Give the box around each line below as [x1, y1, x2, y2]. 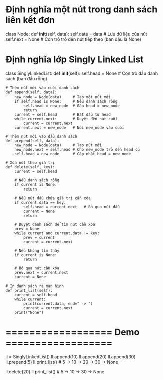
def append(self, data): [5, 89, 57, 95]
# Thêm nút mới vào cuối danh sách [5, 85, 80, 90]
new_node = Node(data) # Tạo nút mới [14, 142, 102, 148]
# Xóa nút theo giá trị [5, 160, 55, 165]
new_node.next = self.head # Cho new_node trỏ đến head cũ [14, 147, 140, 152]
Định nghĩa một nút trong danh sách [5, 4, 158, 15]
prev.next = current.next [14, 270, 69, 275]
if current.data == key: [14, 200, 66, 205]
